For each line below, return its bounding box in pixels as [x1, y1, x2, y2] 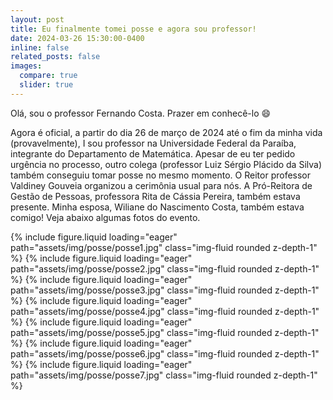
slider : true [19, 80, 74, 90]
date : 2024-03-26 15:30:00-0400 [10, 33, 145, 43]
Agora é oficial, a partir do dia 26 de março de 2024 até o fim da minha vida [10, 126, 323, 138]
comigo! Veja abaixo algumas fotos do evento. [10, 211, 201, 223]
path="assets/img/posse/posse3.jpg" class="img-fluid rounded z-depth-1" [10, 284, 320, 296]
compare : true [19, 71, 78, 81]
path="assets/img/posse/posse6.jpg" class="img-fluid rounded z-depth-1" [10, 347, 320, 360]
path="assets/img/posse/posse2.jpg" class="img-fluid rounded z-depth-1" [10, 262, 320, 275]
